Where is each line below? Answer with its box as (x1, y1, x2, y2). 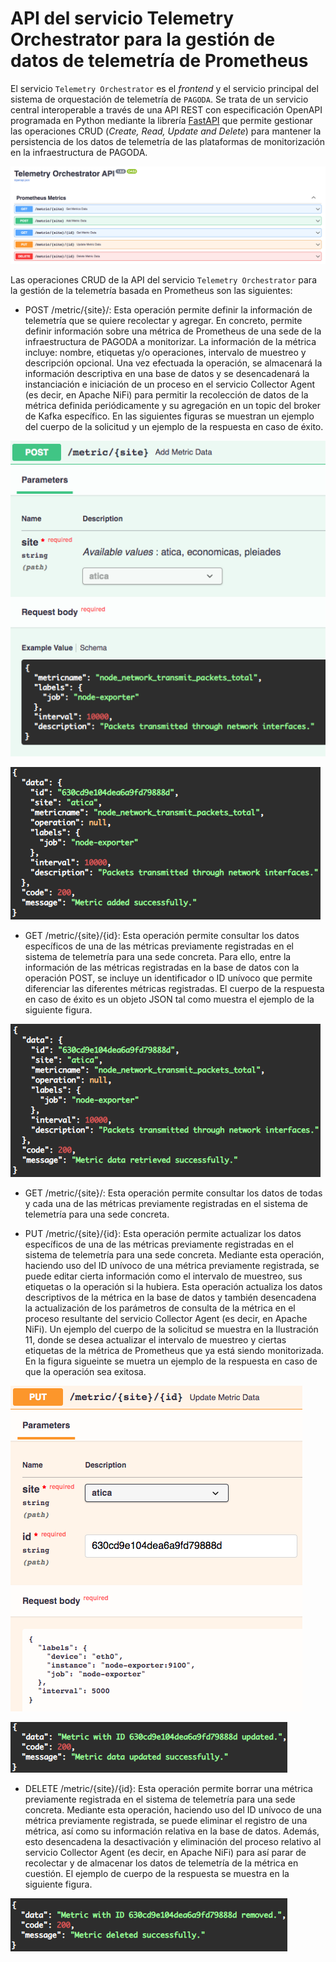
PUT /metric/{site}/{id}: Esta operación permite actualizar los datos (24, 1228, 302, 1240)
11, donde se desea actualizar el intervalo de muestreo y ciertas (24, 1334, 287, 1346)
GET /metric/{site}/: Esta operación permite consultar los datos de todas (24, 1187, 323, 1199)
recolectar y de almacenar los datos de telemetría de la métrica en (24, 1857, 299, 1869)
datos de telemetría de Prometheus (10, 50, 309, 72)
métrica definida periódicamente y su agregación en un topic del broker (24, 400, 321, 412)
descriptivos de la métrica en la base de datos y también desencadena (24, 1292, 317, 1304)
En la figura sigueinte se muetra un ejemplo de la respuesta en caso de (24, 1355, 318, 1367)
